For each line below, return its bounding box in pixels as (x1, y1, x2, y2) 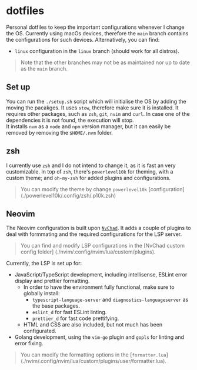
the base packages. (32, 302, 81, 309)
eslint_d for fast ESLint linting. (32, 309, 107, 316)
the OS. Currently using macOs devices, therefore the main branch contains (6, 29, 189, 36)
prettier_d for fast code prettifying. (32, 315, 119, 322)
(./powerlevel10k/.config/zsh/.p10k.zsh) (20, 192, 116, 199)
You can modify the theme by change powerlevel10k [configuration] (20, 185, 185, 192)
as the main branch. (20, 65, 68, 72)
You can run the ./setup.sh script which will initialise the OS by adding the (6, 98, 186, 105)
